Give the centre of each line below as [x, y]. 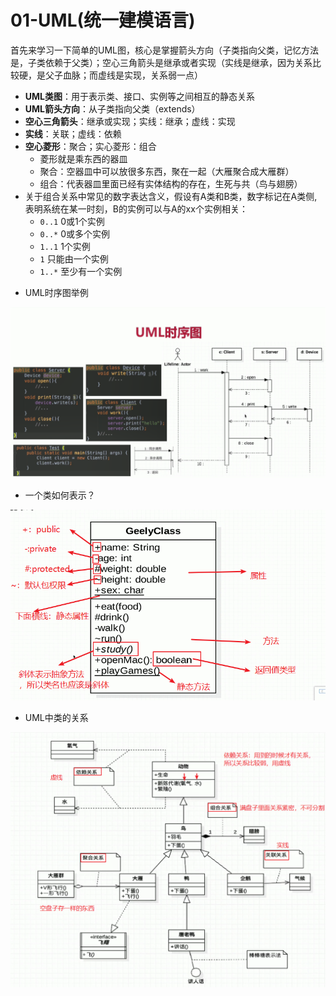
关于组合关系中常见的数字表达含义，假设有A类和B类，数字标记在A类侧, [171, 196]
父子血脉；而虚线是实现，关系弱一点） [123, 75]
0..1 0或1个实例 [72, 221]
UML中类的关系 [56, 718]
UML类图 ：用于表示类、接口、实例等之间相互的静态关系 [140, 96]
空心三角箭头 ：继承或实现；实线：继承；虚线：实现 [130, 121]
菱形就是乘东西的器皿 [83, 158]
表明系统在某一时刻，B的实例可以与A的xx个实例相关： [136, 208]
